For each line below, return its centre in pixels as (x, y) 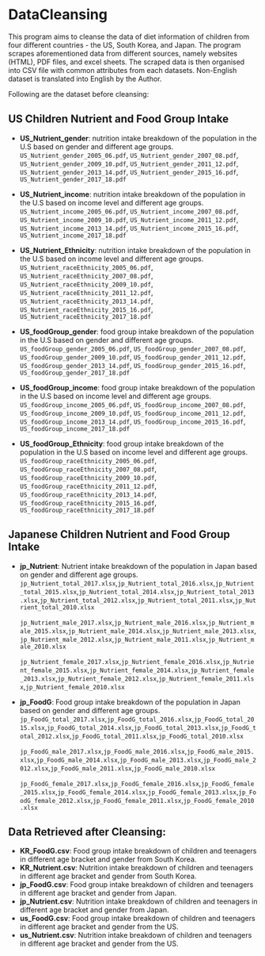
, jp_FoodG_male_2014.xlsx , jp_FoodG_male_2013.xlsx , (119, 759)
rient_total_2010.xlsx (57, 607)
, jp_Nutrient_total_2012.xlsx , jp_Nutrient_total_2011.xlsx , (136, 600)
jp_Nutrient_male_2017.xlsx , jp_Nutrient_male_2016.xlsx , (114, 622)
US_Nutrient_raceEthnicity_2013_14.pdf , (86, 301)
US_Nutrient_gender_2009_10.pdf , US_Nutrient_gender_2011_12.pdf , (129, 163)
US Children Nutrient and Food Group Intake (119, 119)
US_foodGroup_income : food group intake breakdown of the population (137, 387)
